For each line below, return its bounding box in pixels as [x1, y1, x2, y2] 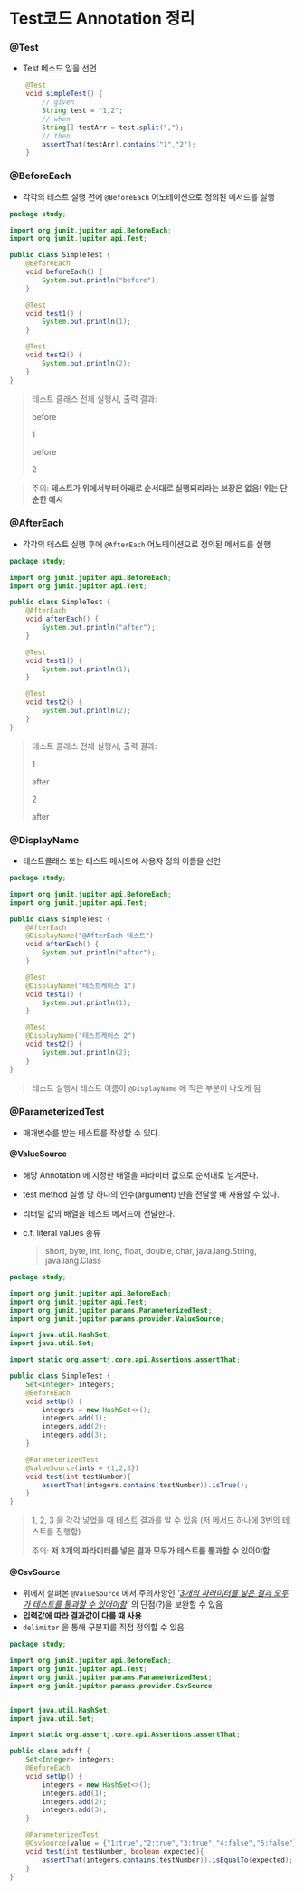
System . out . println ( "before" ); [42, 275, 160, 285]
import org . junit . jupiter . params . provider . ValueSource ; [9, 1314, 224, 1324]
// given [42, 98, 75, 107]
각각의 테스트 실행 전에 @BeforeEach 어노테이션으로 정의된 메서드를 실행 [22, 191, 275, 202]
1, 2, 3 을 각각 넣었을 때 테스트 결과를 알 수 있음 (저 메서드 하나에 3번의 [31, 1515, 280, 1525]
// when [42, 114, 71, 123]
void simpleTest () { [25, 90, 103, 99]
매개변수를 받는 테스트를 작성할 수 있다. [22, 1127, 161, 1138]
